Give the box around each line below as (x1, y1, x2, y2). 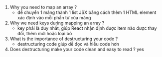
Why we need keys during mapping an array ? (9, 20, 105, 26)
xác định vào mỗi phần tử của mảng (17, 15, 91, 20)
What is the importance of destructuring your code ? (9, 36, 118, 42)
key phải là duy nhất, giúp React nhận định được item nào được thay (17, 25, 157, 31)
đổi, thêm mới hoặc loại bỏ (17, 31, 72, 36)
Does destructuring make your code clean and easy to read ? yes (9, 47, 145, 52)
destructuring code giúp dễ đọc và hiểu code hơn (17, 41, 120, 47)
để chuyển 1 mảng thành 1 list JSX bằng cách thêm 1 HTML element (17, 9, 157, 15)
